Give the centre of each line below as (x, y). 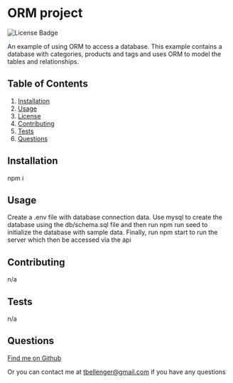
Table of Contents (48, 84)
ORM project (45, 13)
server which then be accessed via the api (69, 240)
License (29, 116)
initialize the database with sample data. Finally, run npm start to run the (113, 233)
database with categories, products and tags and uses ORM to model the (114, 54)
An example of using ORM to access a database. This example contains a (115, 46)
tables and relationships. (43, 61)
